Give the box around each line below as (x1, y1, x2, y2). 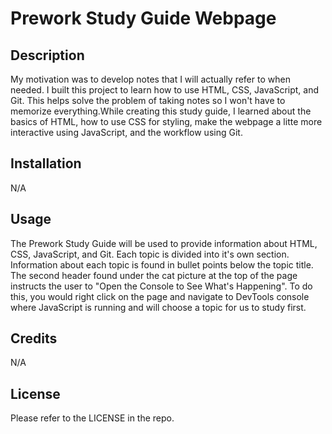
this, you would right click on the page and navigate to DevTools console (10, 290, 310, 302)
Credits (10, 330, 58, 347)
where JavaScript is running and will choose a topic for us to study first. (10, 301, 307, 313)
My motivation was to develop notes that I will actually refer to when (10, 73, 291, 85)
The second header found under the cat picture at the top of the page (10, 269, 298, 281)
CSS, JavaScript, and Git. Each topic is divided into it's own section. (10, 248, 290, 260)
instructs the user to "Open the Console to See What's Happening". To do (10, 280, 313, 292)
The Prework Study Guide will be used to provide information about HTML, (10, 237, 318, 249)
